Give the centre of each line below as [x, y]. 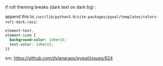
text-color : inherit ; [32, 44]
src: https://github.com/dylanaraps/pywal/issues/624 [59, 58]
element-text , [20, 31]
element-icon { [21, 35]
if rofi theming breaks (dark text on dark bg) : [51, 7]
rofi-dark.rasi [21, 22]
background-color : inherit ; [38, 40]
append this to [20, 16]
